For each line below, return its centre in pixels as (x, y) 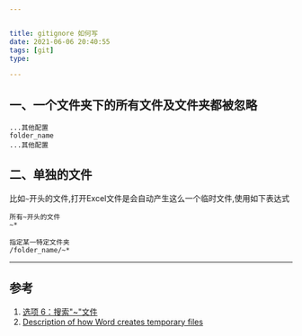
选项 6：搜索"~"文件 (60, 312)
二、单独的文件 (51, 175)
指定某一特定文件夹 (40, 242)
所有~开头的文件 (35, 217)
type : (19, 58)
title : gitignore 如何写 (54, 33)
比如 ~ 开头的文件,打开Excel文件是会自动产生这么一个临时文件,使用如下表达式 (150, 198)
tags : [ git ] (31, 50)
